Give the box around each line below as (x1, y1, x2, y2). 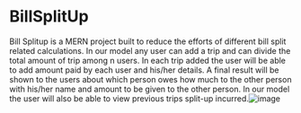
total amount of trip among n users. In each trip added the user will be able (9, 55, 286, 65)
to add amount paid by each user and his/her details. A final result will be (9, 65, 279, 75)
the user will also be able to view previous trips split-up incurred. (9, 92, 250, 104)
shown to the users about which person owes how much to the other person (9, 74, 292, 84)
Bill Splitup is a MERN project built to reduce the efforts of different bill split (9, 36, 287, 47)
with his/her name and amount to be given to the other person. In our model (9, 83, 290, 94)
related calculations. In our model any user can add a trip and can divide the (9, 45, 291, 56)
